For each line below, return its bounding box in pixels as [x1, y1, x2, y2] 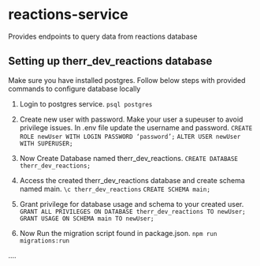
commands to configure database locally [8, 84, 141, 93]
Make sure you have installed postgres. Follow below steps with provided [8, 75, 246, 84]
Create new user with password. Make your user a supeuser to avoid [19, 114, 243, 124]
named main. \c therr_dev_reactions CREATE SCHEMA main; [19, 184, 211, 193]
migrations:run [19, 237, 70, 245]
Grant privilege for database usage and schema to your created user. [19, 199, 244, 208]
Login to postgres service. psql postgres [19, 99, 153, 108]
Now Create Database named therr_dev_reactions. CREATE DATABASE [19, 153, 239, 163]
